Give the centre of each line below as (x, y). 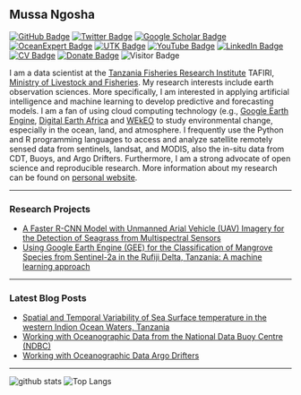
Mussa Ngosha (52, 15)
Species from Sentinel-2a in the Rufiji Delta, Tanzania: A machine (142, 257)
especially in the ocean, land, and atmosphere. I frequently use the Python (146, 130)
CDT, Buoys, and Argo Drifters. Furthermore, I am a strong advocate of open (150, 158)
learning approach (56, 267)
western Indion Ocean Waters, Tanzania (96, 327)
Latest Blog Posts (48, 298)
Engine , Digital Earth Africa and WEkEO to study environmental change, (141, 120)
